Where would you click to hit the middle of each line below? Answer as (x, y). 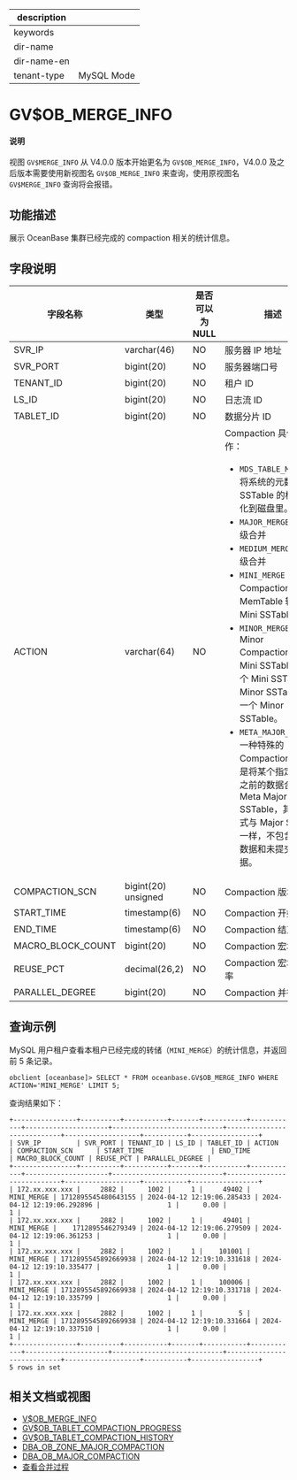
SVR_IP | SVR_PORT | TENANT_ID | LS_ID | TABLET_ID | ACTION (148, 1143)
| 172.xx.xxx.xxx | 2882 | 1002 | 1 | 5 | (130, 1313)
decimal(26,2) (154, 970)
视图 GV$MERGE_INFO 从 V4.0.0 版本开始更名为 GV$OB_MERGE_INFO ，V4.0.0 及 (143, 162)
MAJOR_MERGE (265, 522)
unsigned (144, 897)
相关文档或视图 (50, 1397)
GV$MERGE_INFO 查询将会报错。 (63, 184)
